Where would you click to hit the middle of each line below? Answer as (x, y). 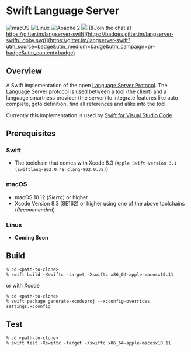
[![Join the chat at (110, 28)
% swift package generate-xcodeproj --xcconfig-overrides (78, 301)
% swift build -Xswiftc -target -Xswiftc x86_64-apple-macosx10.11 (90, 274)
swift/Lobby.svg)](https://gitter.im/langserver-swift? (68, 40)
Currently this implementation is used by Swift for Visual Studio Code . (90, 115)
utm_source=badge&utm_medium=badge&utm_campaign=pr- (81, 46)
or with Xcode (23, 285)
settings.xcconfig (28, 306)
